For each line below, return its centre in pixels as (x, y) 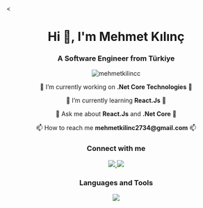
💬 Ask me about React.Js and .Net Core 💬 (116, 114)
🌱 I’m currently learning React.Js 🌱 (116, 101)
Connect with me (116, 149)
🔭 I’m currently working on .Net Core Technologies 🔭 (116, 87)
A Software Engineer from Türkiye (116, 58)
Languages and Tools (116, 182)
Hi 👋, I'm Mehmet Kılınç (116, 37)
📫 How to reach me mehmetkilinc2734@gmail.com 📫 (116, 128)
